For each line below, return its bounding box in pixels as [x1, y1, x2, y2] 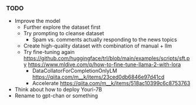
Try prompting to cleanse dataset [23, 30, 104, 37]
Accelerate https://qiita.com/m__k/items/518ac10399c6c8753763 [32, 80, 191, 87]
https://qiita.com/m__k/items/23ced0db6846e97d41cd [32, 73, 165, 80]
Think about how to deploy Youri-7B [14, 86, 102, 93]
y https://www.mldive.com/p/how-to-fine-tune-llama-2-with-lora [23, 61, 181, 68]
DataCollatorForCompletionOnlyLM [32, 67, 118, 74]
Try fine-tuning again [23, 49, 75, 56]
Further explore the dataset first [23, 23, 101, 31]
